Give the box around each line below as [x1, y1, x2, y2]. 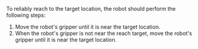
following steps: [6, 11, 46, 19]
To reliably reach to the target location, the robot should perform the [6, 5, 176, 12]
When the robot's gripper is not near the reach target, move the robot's [14, 30, 192, 37]
